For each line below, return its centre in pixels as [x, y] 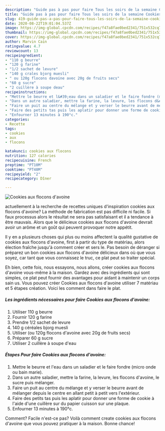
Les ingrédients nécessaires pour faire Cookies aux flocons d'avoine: [78, 299]
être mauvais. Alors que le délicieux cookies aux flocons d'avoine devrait [79, 222]
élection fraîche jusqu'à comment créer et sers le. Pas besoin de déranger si [82, 247]
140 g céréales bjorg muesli [40, 328]
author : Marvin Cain [26, 42]
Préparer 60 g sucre [32, 338]
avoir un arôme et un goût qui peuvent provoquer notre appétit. [69, 227]
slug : [11, 19]
